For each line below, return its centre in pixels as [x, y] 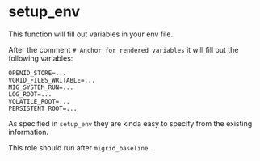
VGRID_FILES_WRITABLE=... [52, 80]
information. [29, 132]
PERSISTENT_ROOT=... [43, 108]
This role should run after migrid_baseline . [80, 147]
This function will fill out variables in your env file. [91, 34]
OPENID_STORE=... [38, 73]
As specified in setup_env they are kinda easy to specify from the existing [130, 123]
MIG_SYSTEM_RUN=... [41, 87]
